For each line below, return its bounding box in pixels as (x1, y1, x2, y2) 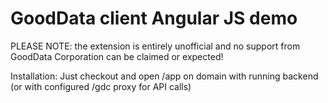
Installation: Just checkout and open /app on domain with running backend (10, 70, 319, 82)
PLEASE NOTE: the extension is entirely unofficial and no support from (10, 40, 301, 52)
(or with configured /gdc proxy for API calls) (10, 80, 192, 92)
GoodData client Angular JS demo (10, 7, 298, 30)
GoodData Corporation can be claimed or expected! (10, 50, 224, 62)
